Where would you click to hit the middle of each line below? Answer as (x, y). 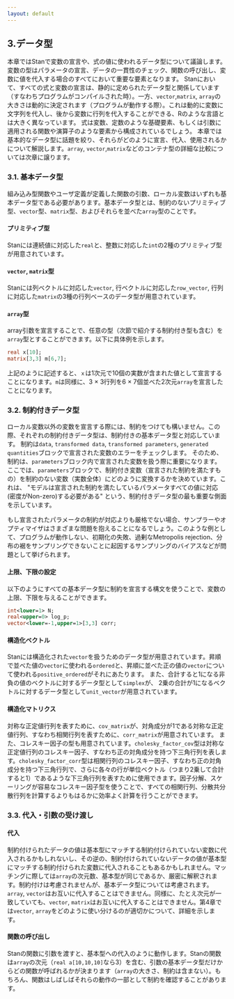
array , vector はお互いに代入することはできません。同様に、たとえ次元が (111, 893)
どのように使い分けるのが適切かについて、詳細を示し (133, 911)
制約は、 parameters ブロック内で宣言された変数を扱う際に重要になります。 (114, 462)
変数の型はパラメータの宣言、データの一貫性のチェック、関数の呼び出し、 (114, 70)
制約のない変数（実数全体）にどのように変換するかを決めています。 (123, 479)
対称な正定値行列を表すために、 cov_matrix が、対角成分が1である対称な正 (112, 725)
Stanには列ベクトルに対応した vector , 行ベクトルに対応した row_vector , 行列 (116, 288)
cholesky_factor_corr (50, 761)
